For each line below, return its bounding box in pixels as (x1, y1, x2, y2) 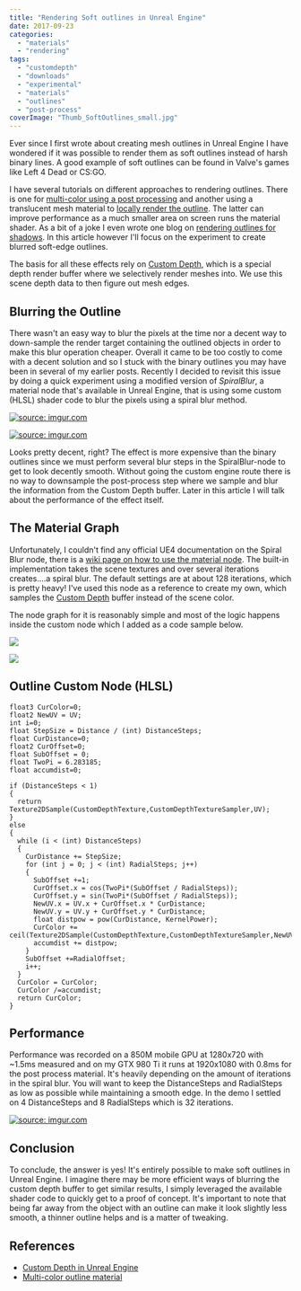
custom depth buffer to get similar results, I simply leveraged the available (9, 1183, 282, 1195)
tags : (9, 55, 30, 64)
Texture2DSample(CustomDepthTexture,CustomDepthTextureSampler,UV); (9, 805, 271, 814)
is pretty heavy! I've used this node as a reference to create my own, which (9, 582, 287, 593)
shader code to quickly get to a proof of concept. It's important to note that (9, 1193, 287, 1204)
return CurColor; (17, 994, 82, 1003)
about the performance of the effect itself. (9, 494, 164, 505)
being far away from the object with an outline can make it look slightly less (9, 1203, 288, 1214)
